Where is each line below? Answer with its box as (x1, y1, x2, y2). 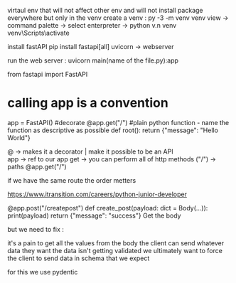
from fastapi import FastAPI (7, 70, 88, 78)
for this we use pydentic (7, 267, 78, 276)
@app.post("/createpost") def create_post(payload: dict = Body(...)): (7, 203, 208, 212)
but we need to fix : (7, 225, 64, 233)
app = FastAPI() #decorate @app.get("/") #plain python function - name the (7, 118, 230, 127)
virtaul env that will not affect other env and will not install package (7, 6, 204, 14)
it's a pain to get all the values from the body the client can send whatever (7, 238, 225, 247)
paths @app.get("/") (7, 162, 67, 171)
